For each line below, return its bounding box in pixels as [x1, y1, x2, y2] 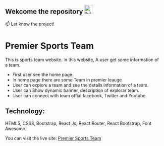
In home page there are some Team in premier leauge [12, 76, 122, 82]
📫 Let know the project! [5, 21, 55, 27]
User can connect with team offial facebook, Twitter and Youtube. [12, 92, 147, 98]
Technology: [5, 107, 45, 116]
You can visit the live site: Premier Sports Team [5, 135, 102, 141]
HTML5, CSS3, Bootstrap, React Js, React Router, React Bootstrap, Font [5, 120, 152, 126]
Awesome [5, 125, 26, 132]
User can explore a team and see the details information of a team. [12, 82, 149, 88]
